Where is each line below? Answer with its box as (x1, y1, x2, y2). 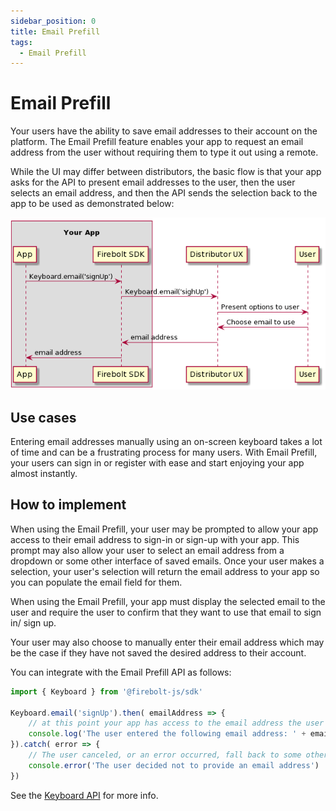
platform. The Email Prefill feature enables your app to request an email (10, 136, 304, 148)
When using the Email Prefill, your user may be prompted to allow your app (10, 523, 319, 535)
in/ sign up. (10, 616, 57, 629)
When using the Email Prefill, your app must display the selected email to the (10, 595, 326, 607)
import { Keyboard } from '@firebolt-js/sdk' (10, 686, 203, 697)
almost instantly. (10, 468, 78, 480)
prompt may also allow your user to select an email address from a (10, 544, 285, 556)
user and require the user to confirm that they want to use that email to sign (10, 606, 322, 618)
